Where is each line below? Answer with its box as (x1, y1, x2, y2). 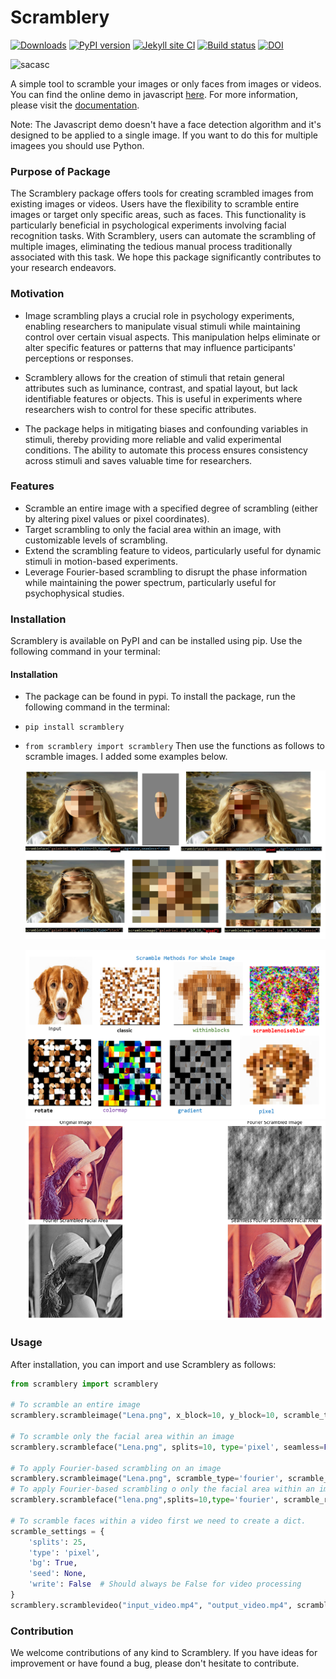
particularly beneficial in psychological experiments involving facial (10, 219, 287, 231)
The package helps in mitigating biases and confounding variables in (24, 422, 309, 435)
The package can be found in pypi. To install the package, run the (24, 691, 296, 703)
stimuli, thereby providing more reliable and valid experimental (24, 433, 282, 445)
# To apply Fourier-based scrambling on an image (10, 1463, 222, 1473)
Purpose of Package (10, 164, 111, 178)
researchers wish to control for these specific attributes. (24, 403, 257, 415)
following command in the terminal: (24, 701, 170, 713)
